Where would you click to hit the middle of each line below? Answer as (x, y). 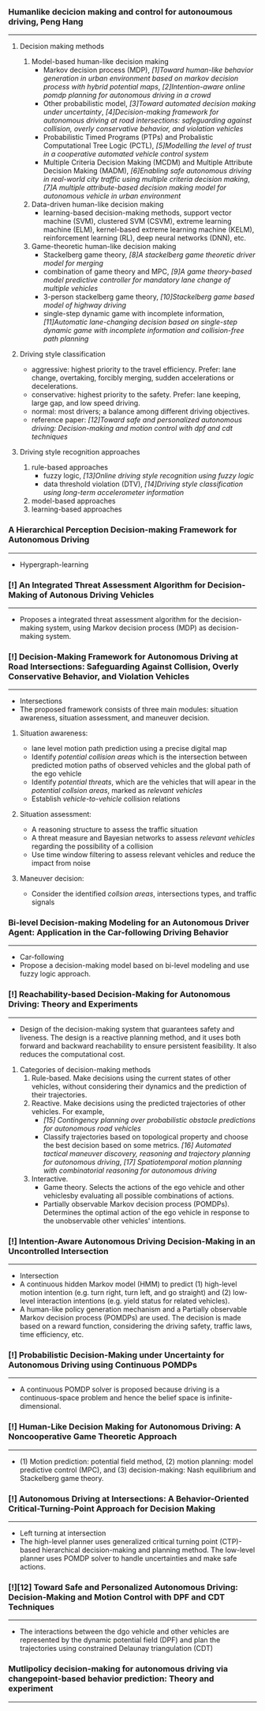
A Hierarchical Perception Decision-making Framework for (123, 530)
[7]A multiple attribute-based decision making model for (135, 187)
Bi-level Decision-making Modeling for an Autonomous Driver (129, 923)
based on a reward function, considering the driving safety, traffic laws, (136, 1326)
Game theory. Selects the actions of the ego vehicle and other (144, 1187)
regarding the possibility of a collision (92, 846)
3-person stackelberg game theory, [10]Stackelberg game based (149, 297)
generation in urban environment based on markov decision (141, 78)
